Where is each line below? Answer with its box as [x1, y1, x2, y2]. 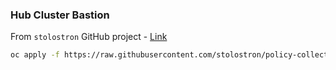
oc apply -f [10, 50, 60, 60]
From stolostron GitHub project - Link [10, 31, 168, 43]
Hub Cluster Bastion [10, 8, 110, 22]
